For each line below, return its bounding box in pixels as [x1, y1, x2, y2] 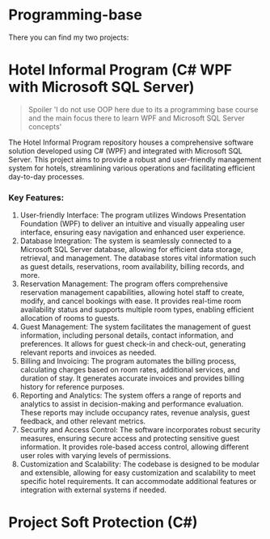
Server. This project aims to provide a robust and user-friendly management [8, 154, 262, 164]
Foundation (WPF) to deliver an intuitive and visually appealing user [19, 219, 245, 229]
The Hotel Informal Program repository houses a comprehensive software [8, 137, 254, 147]
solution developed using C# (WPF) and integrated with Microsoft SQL [8, 145, 243, 155]
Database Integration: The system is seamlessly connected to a [19, 236, 232, 246]
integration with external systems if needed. [19, 485, 167, 495]
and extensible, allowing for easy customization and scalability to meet [19, 468, 256, 478]
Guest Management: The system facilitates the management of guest [19, 322, 251, 332]
